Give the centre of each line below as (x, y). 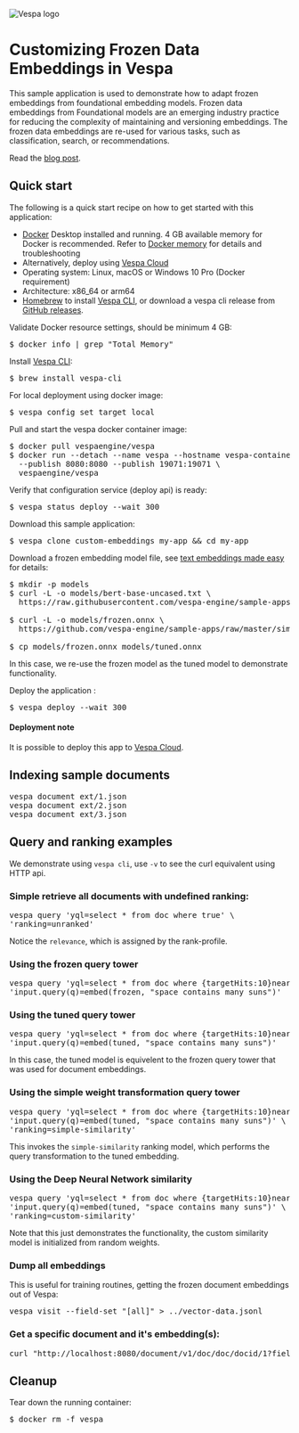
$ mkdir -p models (49, 584)
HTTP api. (28, 872)
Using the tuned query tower (73, 1015)
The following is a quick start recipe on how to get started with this (131, 207)
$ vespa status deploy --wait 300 (85, 507)
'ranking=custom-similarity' (73, 1216)
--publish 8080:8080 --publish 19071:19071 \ (119, 464)
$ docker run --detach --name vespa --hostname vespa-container (153, 455)
